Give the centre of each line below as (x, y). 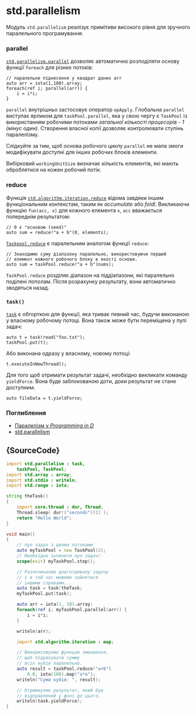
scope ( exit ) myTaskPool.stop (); (56, 561)
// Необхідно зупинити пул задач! (59, 556)
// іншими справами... (44, 583)
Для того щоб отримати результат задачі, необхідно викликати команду (97, 375)
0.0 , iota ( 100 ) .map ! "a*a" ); (61, 674)
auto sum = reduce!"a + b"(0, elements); (58, 232)
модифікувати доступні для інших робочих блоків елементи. (82, 152)
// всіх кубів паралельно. (50, 663)
